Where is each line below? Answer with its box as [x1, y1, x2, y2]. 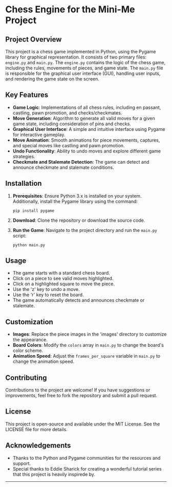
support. [12, 460, 31, 466]
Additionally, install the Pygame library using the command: [12, 198, 138, 204]
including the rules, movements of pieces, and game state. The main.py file [5, 65, 163, 71]
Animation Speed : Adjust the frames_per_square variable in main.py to [12, 353, 160, 359]
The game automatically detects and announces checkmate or [12, 297, 145, 303]
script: [12, 232, 27, 239]
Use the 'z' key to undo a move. [12, 286, 80, 293]
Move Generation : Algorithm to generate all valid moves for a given [12, 115, 155, 121]
